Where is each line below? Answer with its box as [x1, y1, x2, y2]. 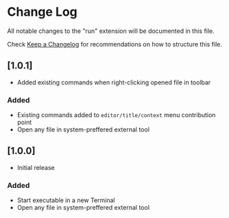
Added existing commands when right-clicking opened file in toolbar [16, 78, 211, 86]
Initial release [16, 163, 55, 171]
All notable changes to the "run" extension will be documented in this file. [7, 27, 215, 35]
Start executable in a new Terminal [16, 196, 115, 204]
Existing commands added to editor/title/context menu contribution [16, 111, 216, 119]
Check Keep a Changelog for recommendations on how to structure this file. [7, 40, 223, 48]
